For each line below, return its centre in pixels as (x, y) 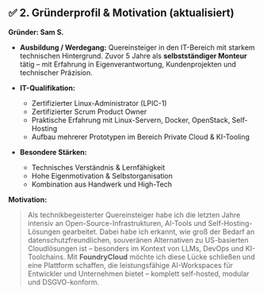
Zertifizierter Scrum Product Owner (89, 111)
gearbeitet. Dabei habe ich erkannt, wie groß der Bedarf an (158, 232)
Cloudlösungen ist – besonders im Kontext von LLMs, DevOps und (135, 248)
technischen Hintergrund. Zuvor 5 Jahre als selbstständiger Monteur (133, 55)
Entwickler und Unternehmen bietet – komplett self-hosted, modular (138, 273)
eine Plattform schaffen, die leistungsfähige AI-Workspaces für (130, 265)
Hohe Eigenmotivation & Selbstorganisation (102, 175)
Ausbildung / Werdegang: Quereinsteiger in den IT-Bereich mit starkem (137, 47)
